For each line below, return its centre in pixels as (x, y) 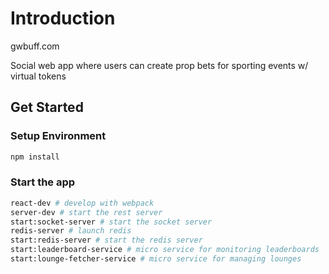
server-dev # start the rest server (86, 212)
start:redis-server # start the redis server (106, 240)
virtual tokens (38, 76)
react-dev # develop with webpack (82, 203)
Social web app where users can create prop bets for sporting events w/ (159, 65)
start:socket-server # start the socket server (111, 222)
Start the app (43, 182)
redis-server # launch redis (71, 231)
